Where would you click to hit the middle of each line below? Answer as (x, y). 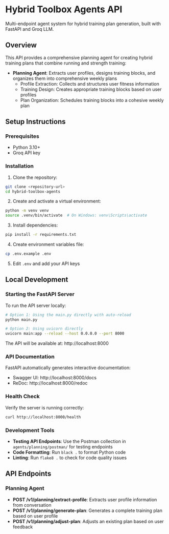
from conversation (32, 505)
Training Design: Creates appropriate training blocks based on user (91, 89)
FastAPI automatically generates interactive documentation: (68, 368)
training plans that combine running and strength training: (66, 63)
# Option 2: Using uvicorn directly (44, 329)
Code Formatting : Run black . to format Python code (69, 452)
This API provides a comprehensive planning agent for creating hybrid (79, 57)
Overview (21, 45)
